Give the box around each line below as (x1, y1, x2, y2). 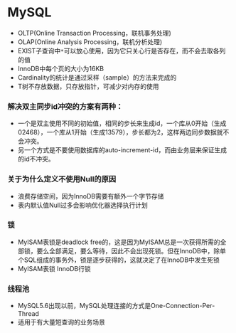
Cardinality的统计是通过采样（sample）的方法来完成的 (17, 73, 177, 82)
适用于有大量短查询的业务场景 (17, 318, 105, 327)
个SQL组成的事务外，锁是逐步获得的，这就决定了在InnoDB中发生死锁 (17, 255, 220, 264)
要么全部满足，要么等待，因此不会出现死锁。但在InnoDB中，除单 (36, 246, 226, 255)
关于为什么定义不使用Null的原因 (7, 174, 117, 184)
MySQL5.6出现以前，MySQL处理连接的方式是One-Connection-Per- (17, 302, 215, 310)
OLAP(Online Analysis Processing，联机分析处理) (17, 37, 163, 46)
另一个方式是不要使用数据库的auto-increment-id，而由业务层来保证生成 (17, 146, 227, 154)
